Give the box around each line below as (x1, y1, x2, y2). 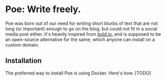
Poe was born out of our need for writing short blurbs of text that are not (5, 20, 158, 26)
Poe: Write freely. (5, 4, 81, 15)
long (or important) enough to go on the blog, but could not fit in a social (5, 25, 157, 31)
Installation (5, 57, 42, 65)
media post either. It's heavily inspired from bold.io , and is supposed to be (5, 31, 161, 37)
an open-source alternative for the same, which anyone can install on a (5, 36, 155, 43)
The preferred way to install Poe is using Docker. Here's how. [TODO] (5, 70, 151, 76)
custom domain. (5, 42, 39, 48)
